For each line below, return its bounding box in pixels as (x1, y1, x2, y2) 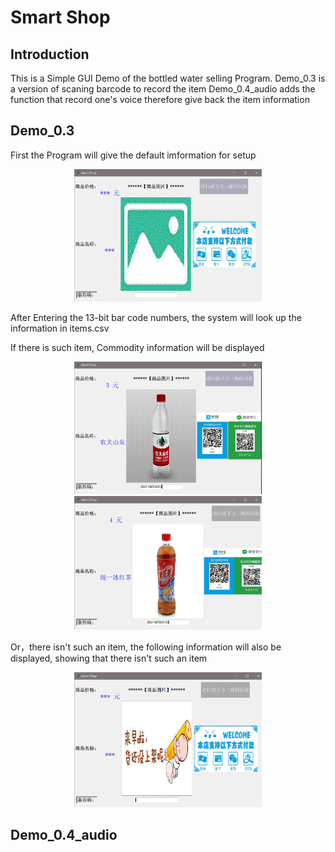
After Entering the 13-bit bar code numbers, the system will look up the (10, 312, 302, 324)
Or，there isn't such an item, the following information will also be (10, 641, 282, 653)
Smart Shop (10, 6, 111, 29)
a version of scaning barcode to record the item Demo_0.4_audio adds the (10, 83, 316, 95)
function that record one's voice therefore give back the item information (10, 94, 310, 105)
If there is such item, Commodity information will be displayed (10, 342, 265, 354)
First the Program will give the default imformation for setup (10, 149, 257, 161)
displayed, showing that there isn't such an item (10, 652, 208, 664)
